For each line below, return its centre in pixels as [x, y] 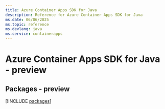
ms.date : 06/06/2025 [27, 19]
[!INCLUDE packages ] [28, 101]
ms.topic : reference [27, 24]
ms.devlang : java [24, 29]
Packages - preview [38, 89]
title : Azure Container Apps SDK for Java [51, 10]
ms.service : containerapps [34, 34]
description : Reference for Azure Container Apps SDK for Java [74, 15]
